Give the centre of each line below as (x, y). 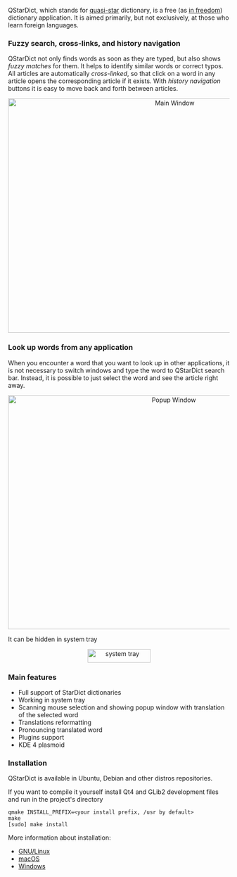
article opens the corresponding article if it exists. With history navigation (114, 81)
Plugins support (41, 737)
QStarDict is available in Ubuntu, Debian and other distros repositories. (110, 778)
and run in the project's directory (56, 800)
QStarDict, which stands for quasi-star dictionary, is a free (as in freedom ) (115, 10)
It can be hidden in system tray (53, 639)
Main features (32, 677)
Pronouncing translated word (60, 730)
